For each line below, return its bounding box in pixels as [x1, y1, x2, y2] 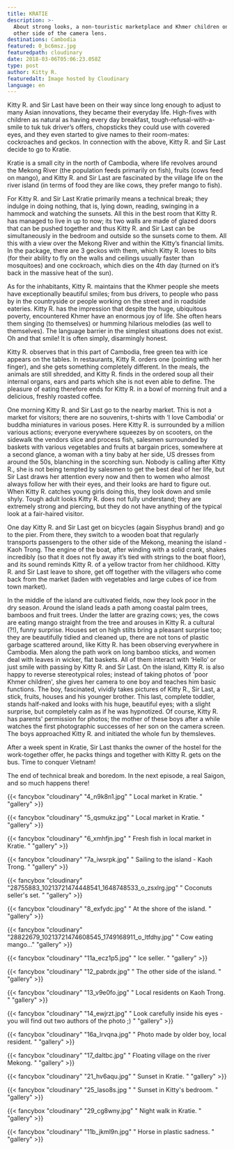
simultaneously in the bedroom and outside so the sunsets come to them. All [7, 232, 227, 240]
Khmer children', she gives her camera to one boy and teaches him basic [7, 678, 217, 686]
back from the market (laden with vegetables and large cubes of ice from [7, 575, 217, 584]
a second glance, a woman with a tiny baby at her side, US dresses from [7, 450, 215, 459]
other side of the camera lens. [13, 29, 108, 37]
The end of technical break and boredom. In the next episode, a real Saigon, [7, 772, 226, 780]
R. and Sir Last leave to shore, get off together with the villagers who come [7, 568, 221, 576]
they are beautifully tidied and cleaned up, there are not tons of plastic [7, 633, 209, 642]
